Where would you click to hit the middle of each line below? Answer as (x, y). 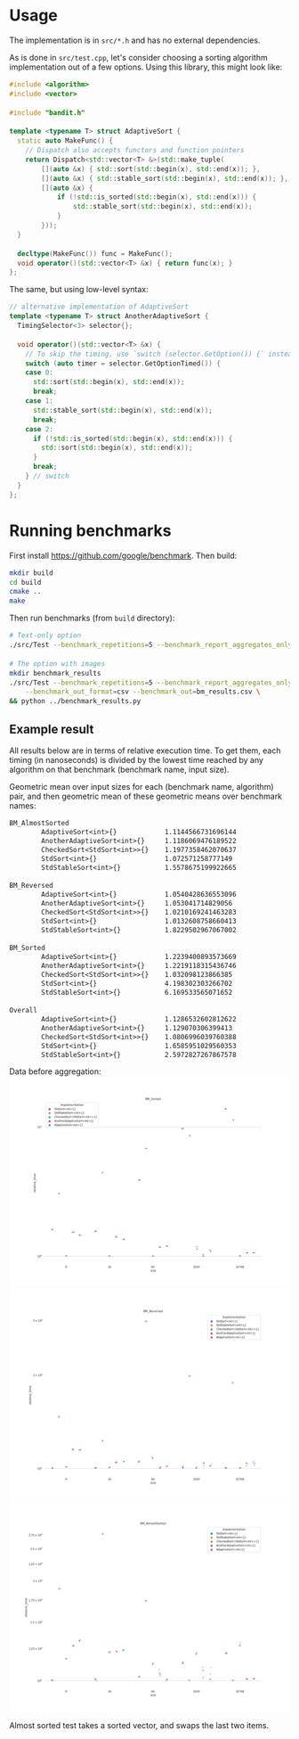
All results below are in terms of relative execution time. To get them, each (145, 751)
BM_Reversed (31, 885)
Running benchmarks (90, 530)
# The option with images (57, 664)
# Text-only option (45, 636)
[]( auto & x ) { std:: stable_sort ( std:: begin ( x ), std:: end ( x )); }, (165, 178)
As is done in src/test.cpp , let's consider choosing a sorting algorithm (139, 57)
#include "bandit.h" (48, 112)
